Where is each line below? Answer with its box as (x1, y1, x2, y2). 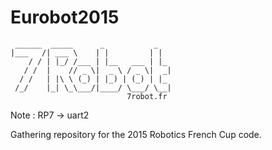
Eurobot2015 (10, 6, 120, 29)
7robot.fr (126, 91, 168, 101)
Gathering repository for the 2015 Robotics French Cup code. (10, 128, 262, 140)
